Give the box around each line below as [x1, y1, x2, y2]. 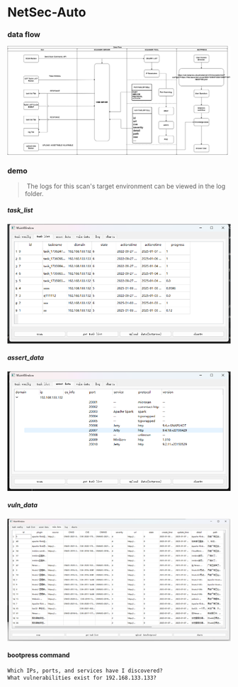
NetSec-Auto [7, 4, 86, 21]
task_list [7, 205, 33, 214]
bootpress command [7, 651, 70, 659]
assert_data [7, 353, 45, 362]
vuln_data [7, 500, 38, 509]
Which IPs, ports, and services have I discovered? [7, 667, 163, 675]
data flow [7, 30, 40, 40]
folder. [24, 190, 44, 198]
